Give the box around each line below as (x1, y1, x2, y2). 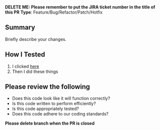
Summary (5, 23, 35, 32)
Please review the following (5, 83, 90, 91)
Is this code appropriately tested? (12, 106, 79, 111)
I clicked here (12, 63, 39, 69)
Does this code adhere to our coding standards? (12, 111, 109, 117)
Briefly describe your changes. (5, 36, 67, 42)
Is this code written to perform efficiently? (12, 101, 96, 107)
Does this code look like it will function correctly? (12, 95, 111, 101)
